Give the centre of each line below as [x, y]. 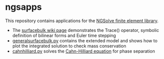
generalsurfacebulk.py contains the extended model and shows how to [85, 40]
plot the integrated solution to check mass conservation [69, 46]
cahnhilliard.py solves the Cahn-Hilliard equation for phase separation [83, 51]
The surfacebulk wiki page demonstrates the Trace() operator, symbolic [86, 30]
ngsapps [24, 7]
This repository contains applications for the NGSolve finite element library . [82, 21]
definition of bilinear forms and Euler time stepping [64, 35]
